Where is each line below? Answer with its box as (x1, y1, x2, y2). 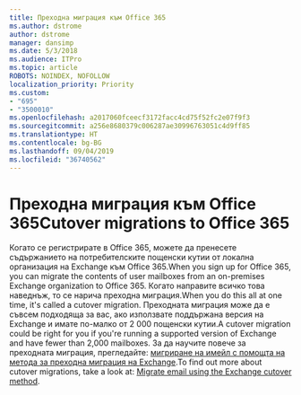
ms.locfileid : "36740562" (9, 154, 106, 164)
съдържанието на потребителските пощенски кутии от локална (9, 252, 254, 263)
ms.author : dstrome (9, 22, 82, 31)
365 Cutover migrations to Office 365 (9, 213, 290, 233)
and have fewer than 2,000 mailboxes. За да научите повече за (9, 338, 246, 348)
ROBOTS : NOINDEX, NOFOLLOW (9, 72, 110, 81)
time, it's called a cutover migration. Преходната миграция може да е (9, 300, 271, 311)
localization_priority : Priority (9, 80, 134, 89)
